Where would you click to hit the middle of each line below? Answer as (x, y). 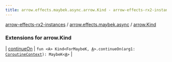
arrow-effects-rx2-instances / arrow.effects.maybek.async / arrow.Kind (81, 24)
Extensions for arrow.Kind (38, 38)
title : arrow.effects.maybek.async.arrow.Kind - (58, 10)
